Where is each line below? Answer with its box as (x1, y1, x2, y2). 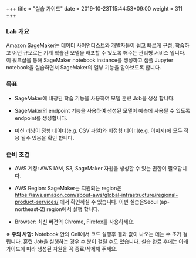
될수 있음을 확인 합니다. (21, 134, 75, 141)
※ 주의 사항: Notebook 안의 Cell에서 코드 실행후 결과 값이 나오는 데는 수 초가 (6, 230, 182, 237)
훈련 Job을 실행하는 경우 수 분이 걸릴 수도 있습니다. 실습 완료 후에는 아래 (23, 237, 189, 245)
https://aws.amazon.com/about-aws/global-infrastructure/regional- (14, 191, 178, 198)
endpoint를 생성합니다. (14, 114, 68, 122)
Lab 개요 (6, 27, 30, 35)
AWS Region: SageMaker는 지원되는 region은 (14, 185, 122, 192)
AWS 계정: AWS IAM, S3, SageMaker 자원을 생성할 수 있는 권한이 (14, 165, 167, 172)
